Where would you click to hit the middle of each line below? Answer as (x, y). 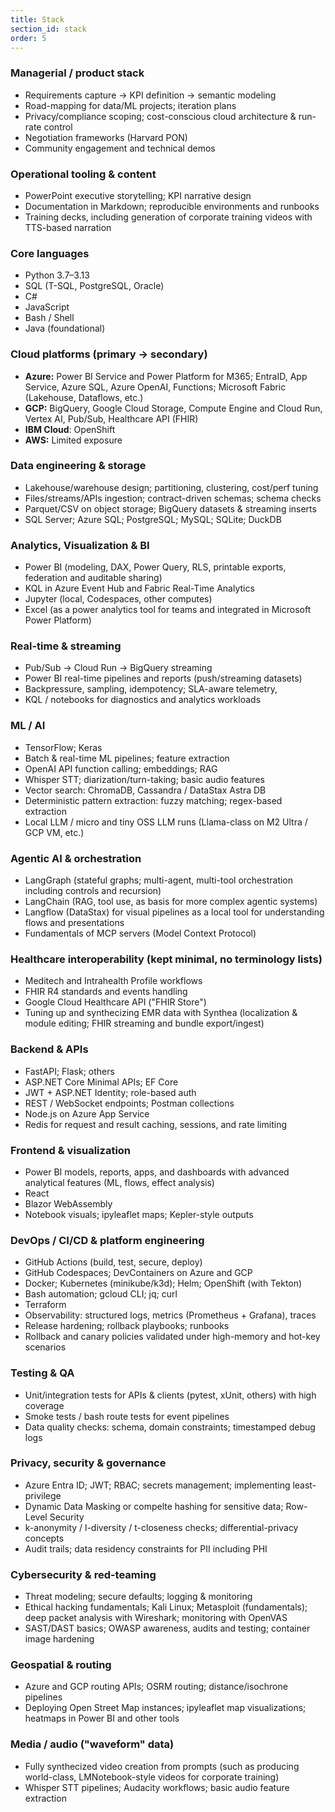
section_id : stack (48, 29)
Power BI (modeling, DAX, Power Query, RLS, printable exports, (155, 567)
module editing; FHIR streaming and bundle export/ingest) (144, 1023)
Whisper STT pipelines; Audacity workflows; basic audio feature (157, 1787)
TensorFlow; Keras (63, 747)
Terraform (45, 1305)
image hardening (59, 1639)
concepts (44, 1538)
